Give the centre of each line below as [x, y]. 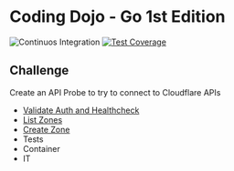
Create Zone [46, 129]
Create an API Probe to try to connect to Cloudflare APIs [115, 92]
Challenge [39, 70]
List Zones [43, 119]
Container [42, 148]
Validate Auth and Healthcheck [81, 110]
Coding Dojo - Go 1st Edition [117, 17]
